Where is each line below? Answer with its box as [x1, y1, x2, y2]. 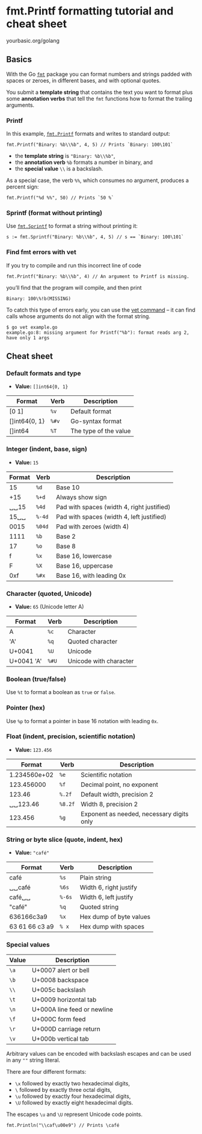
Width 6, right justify [79, 883, 137, 892]
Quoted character [67, 637, 118, 645]
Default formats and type [6, 369, 81, 377]
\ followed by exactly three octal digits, [14, 1086, 112, 1094]
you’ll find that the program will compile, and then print [6, 284, 142, 291]
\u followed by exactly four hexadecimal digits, [14, 1092, 131, 1100]
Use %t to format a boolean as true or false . [6, 689, 116, 696]
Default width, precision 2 [81, 790, 154, 798]
